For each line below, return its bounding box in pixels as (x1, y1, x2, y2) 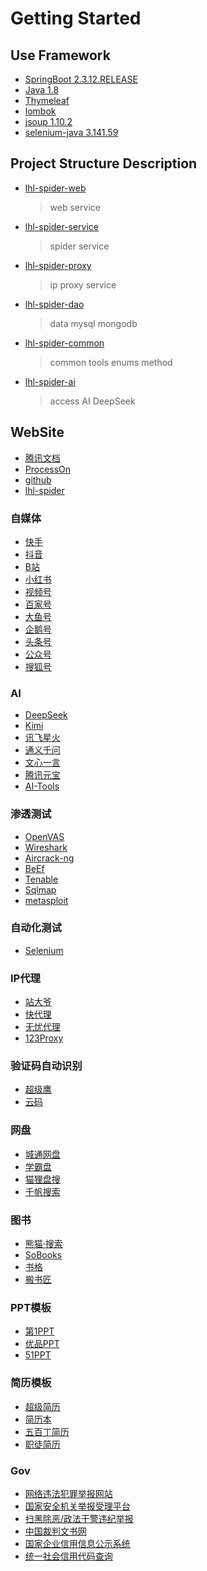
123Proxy (24, 1032, 64, 1044)
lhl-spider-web (24, 182, 87, 194)
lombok (24, 105, 57, 117)
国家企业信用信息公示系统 (24, 1537, 131, 1549)
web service (49, 201, 101, 213)
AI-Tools (24, 780, 60, 792)
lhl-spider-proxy (24, 259, 92, 271)
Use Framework (10, 47, 111, 64)
